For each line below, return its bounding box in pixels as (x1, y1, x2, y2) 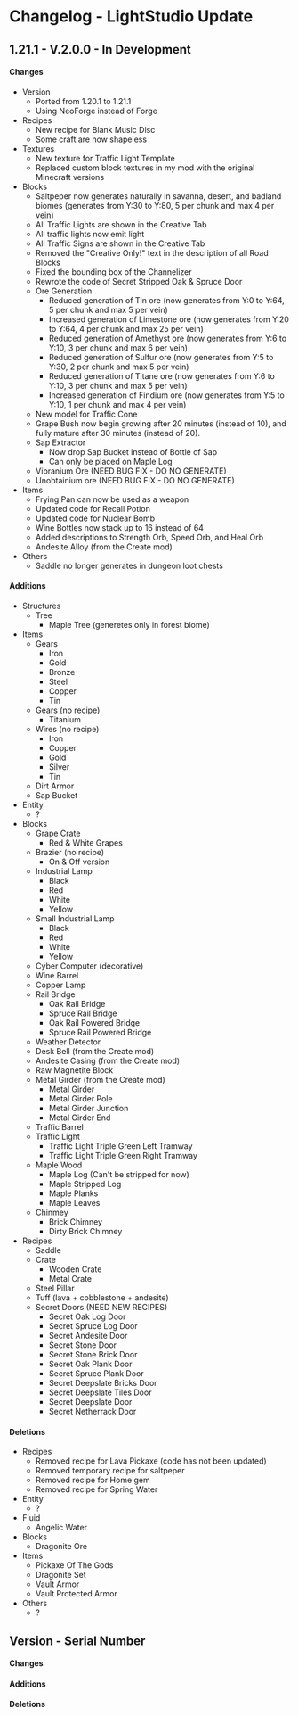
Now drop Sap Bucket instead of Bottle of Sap (48, 446, 218, 457)
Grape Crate (35, 828, 81, 838)
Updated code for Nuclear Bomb (35, 513, 156, 524)
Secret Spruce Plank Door (48, 1367, 144, 1379)
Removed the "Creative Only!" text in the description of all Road (35, 247, 269, 258)
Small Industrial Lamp (35, 912, 115, 924)
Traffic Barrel (35, 1121, 85, 1132)
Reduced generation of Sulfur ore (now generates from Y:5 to (48, 351, 274, 362)
